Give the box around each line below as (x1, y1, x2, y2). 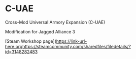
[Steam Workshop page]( (5, 38, 57, 44)
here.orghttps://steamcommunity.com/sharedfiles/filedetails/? (5, 43, 131, 49)
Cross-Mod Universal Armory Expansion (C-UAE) (5, 19, 105, 25)
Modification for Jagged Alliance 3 (5, 29, 75, 34)
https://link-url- (56, 38, 87, 44)
